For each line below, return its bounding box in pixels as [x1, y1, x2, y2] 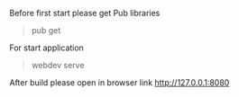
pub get [31, 25, 61, 35]
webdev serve [31, 60, 85, 70]
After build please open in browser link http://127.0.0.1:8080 [9, 77, 230, 88]
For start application [9, 42, 84, 53]
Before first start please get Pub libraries [9, 8, 161, 18]
